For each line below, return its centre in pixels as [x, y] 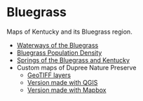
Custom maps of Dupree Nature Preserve [76, 67]
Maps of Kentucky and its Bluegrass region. [69, 32]
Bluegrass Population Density [59, 53]
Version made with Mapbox [67, 90]
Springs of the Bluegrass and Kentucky [73, 60]
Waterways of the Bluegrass [57, 45]
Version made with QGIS [62, 82]
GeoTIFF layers [49, 75]
